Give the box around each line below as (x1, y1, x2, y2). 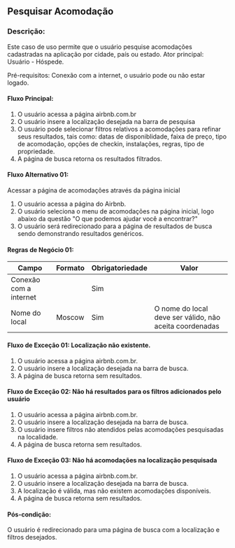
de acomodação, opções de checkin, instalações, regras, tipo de (17, 139, 205, 148)
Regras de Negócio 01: (7, 245, 75, 254)
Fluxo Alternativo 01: (7, 171, 69, 179)
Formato (55, 263, 85, 273)
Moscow (55, 313, 85, 323)
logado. (7, 78, 29, 87)
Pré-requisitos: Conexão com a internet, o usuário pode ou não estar (7, 71, 206, 79)
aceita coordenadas (154, 321, 220, 331)
